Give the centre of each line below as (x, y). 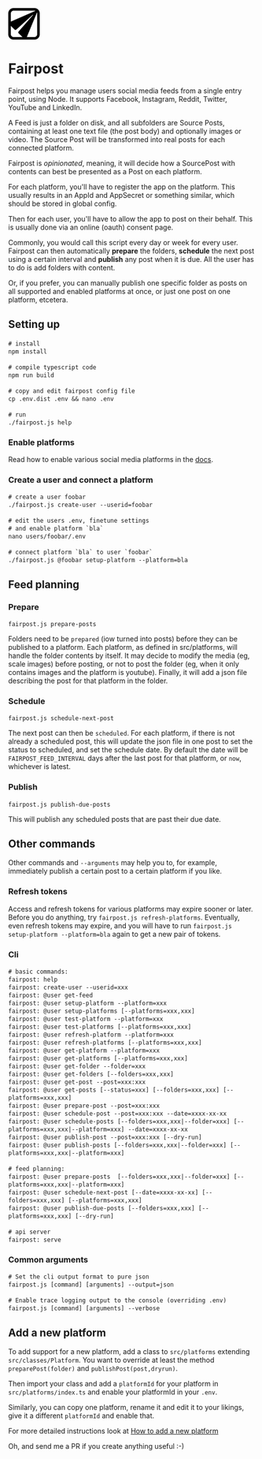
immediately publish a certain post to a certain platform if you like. (115, 871)
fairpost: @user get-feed (50, 996)
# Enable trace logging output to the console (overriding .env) (117, 1300)
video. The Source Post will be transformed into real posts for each (117, 139)
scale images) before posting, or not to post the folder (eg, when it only (124, 664)
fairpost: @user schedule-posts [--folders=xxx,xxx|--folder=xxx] (119, 1122)
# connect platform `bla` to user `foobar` (81, 552)
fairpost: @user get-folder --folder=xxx (77, 1067)
